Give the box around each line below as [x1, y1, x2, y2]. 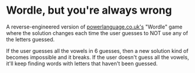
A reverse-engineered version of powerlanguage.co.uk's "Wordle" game [6, 23, 183, 30]
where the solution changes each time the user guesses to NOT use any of [6, 29, 188, 36]
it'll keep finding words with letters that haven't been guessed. [6, 60, 158, 67]
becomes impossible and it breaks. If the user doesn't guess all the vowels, [6, 53, 189, 61]
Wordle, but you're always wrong [6, 4, 173, 17]
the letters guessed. [6, 36, 55, 43]
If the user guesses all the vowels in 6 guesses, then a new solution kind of [6, 47, 189, 54]
